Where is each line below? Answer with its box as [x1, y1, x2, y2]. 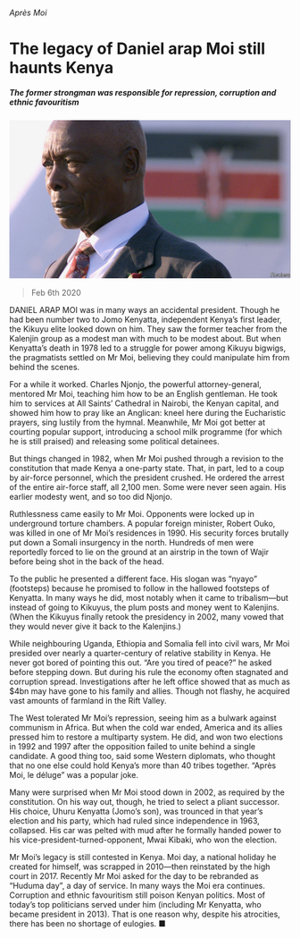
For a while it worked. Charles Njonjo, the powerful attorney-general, [9, 379, 262, 390]
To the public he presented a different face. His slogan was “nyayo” [9, 573, 257, 585]
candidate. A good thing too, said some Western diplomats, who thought [9, 751, 276, 762]
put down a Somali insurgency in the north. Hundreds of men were [9, 537, 254, 548]
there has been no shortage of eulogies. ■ [9, 918, 167, 929]
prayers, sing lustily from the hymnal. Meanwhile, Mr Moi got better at [9, 417, 266, 428]
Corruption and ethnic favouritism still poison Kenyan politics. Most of [9, 890, 266, 900]
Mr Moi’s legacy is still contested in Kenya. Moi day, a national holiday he [9, 852, 277, 863]
